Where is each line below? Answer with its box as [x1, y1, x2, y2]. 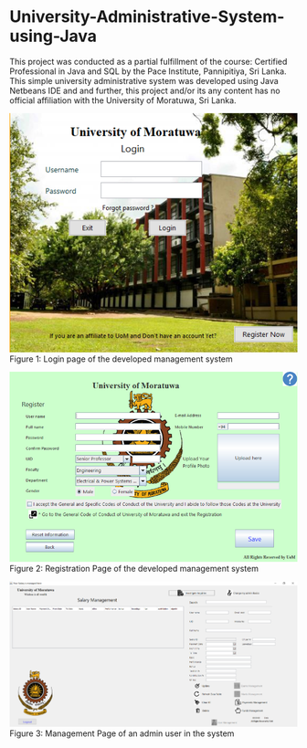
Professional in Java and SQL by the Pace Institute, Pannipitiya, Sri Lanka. [9, 66, 287, 77]
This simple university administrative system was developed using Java [9, 75, 279, 86]
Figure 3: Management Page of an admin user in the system [9, 728, 235, 739]
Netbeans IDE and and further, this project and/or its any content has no [9, 85, 281, 96]
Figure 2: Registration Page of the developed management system [9, 563, 259, 574]
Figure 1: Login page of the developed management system [9, 353, 233, 364]
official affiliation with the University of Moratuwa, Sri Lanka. [9, 94, 237, 106]
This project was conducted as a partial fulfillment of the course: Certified [9, 56, 288, 67]
